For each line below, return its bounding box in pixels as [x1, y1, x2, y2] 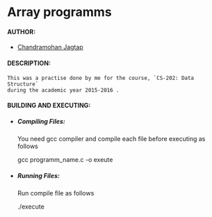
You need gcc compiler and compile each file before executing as [17, 135, 206, 143]
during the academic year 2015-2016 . [7, 86, 120, 94]
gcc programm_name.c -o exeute [17, 156, 113, 164]
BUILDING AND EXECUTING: [7, 102, 91, 110]
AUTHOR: [7, 27, 36, 35]
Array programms [7, 4, 113, 20]
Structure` [7, 81, 39, 88]
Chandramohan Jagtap [17, 43, 83, 51]
